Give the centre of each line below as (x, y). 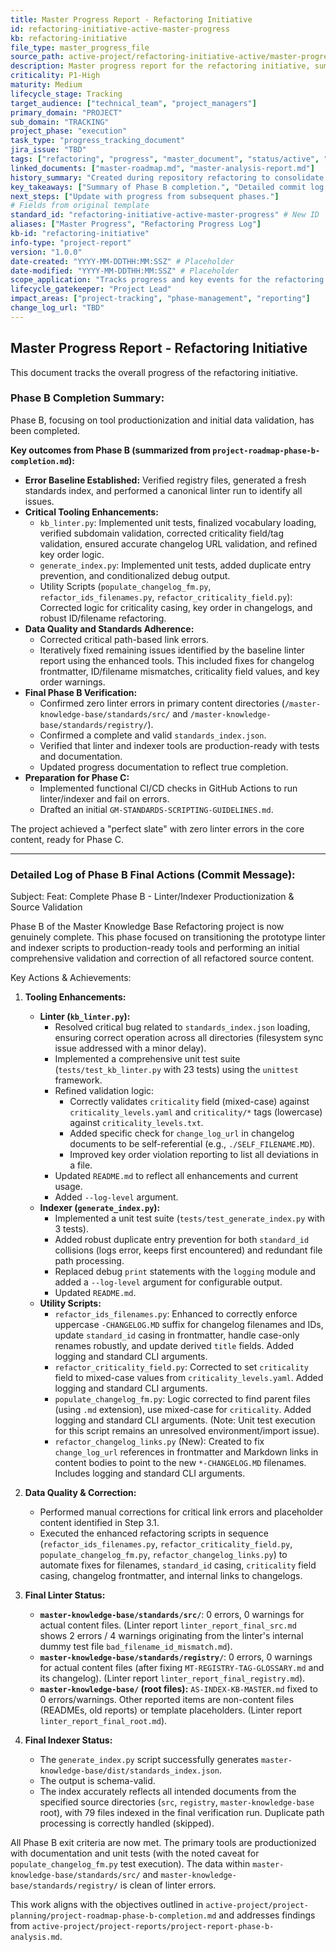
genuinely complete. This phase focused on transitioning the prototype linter (168, 937)
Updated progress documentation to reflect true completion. (164, 767)
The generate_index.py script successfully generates (149, 1760)
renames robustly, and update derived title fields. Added (174, 1346)
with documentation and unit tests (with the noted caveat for (135, 1853)
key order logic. (72, 554)
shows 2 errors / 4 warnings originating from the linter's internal (171, 1636)
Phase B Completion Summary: (87, 398)
